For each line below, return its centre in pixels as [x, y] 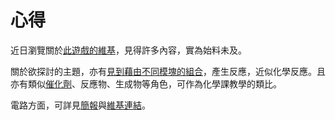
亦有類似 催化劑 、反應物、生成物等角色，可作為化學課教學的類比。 [146, 83]
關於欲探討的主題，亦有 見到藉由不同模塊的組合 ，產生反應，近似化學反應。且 [168, 71]
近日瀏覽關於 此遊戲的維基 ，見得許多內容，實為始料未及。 [128, 50]
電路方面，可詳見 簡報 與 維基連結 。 [80, 105]
